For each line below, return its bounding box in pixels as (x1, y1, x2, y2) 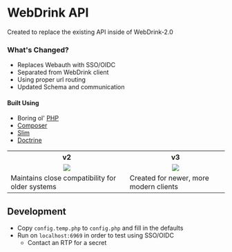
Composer (17, 121, 48, 129)
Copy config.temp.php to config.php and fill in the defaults (17, 224, 184, 233)
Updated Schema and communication (17, 83, 125, 91)
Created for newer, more (129, 173, 209, 183)
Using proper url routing (17, 75, 86, 84)
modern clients (129, 182, 178, 192)
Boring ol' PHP (17, 114, 59, 123)
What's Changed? (7, 45, 69, 55)
